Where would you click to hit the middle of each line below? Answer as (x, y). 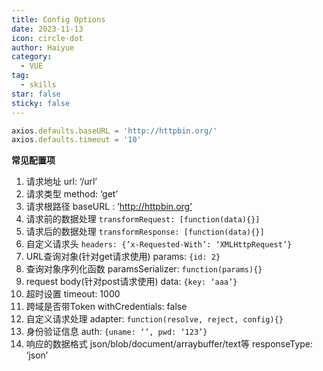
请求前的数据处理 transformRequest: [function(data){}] (143, 219)
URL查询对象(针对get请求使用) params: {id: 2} (123, 257)
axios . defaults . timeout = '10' (76, 140)
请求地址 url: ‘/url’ (61, 182)
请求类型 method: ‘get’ (72, 194)
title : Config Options (58, 19)
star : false (36, 94)
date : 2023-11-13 (47, 29)
